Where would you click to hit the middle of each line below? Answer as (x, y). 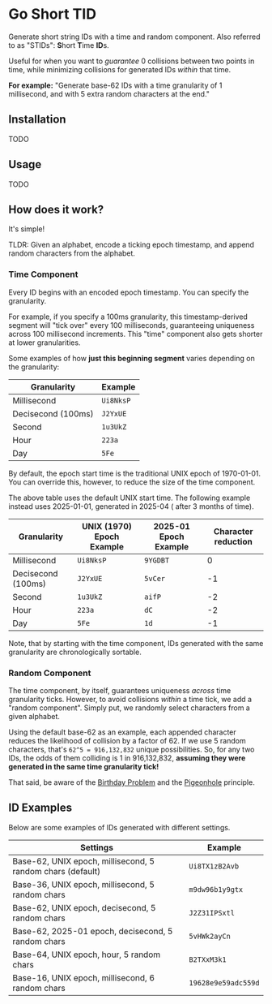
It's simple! (27, 229)
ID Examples (40, 808)
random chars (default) (57, 871)
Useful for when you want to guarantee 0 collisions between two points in (132, 61)
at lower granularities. (45, 343)
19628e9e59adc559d (224, 982)
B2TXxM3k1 (208, 959)
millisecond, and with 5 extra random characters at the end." (109, 93)
